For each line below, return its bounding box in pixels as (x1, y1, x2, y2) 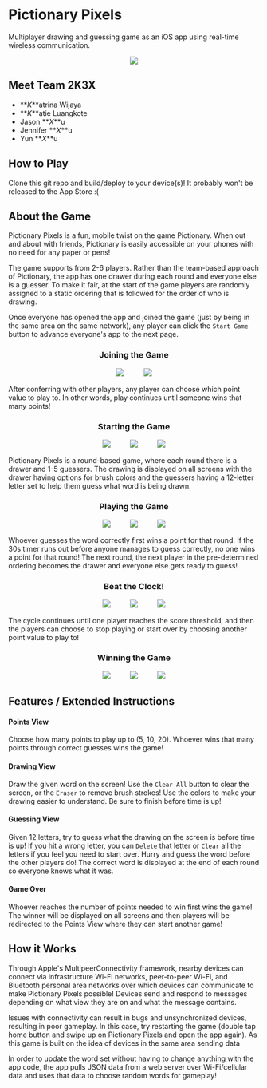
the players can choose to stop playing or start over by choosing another (8, 624, 248, 634)
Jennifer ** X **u (19, 125, 73, 135)
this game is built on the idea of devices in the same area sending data (8, 1038, 241, 1047)
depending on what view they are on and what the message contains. (8, 997, 237, 1007)
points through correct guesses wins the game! (8, 743, 163, 753)
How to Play (8, 157, 69, 171)
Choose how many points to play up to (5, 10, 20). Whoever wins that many (8, 734, 255, 744)
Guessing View (8, 814, 60, 824)
